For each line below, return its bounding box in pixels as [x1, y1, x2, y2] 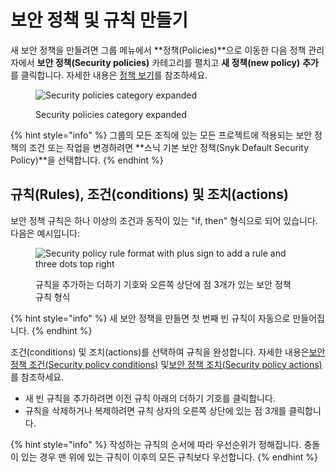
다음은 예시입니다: [10, 227, 81, 239]
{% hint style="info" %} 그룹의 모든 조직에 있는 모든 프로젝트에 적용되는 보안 [10, 129, 313, 141]
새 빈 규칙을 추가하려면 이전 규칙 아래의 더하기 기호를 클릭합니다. [24, 392, 276, 404]
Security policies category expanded [35, 108, 188, 120]
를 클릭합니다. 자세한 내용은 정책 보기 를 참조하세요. [10, 69, 208, 81]
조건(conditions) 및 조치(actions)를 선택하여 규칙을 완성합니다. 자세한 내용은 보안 [10, 346, 326, 358]
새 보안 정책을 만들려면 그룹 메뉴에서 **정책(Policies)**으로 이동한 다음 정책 [10, 44, 307, 56]
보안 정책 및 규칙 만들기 [10, 9, 189, 32]
